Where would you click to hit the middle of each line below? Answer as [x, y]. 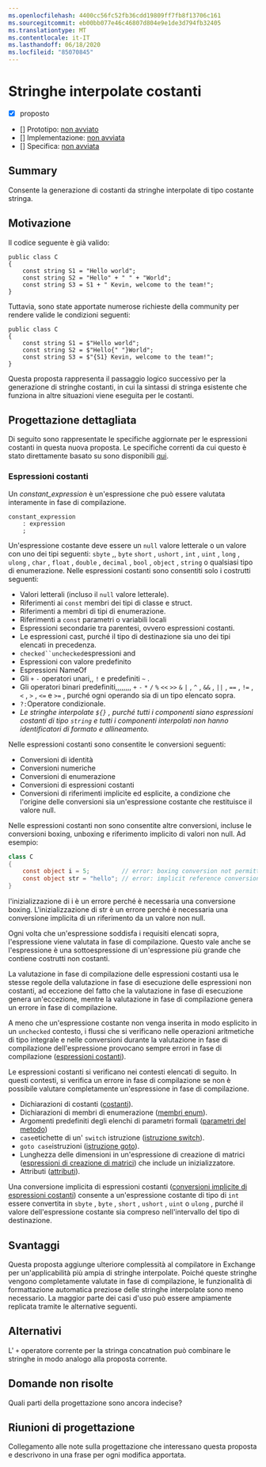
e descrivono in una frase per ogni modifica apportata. [97, 1455]
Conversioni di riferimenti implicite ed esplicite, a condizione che [125, 793]
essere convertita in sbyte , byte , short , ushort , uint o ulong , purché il [126, 1203]
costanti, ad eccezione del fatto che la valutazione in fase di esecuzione [126, 991]
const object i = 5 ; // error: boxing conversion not [127, 872]
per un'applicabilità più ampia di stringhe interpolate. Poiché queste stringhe [133, 1272]
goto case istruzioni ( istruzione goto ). [80, 1146]
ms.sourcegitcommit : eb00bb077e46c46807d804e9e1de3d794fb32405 [115, 23]
